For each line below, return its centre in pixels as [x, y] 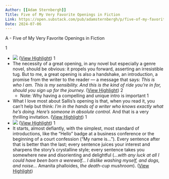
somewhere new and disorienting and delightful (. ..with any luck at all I [86, 155]
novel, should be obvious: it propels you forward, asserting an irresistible [88, 69]
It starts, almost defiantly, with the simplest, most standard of [76, 128]
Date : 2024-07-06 [23, 24]
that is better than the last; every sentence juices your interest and [81, 144]
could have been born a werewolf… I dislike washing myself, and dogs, [86, 160]
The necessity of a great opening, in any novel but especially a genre [84, 64]
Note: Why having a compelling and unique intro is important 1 [84, 96]
